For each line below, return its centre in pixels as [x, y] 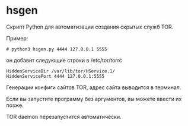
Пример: [17, 38]
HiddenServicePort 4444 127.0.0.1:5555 [55, 76]
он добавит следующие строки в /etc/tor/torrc [64, 60]
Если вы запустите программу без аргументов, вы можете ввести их [94, 99]
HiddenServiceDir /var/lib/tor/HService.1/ [61, 71]
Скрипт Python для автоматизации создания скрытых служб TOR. [90, 27]
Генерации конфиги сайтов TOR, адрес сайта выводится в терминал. [94, 87]
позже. [15, 105]
